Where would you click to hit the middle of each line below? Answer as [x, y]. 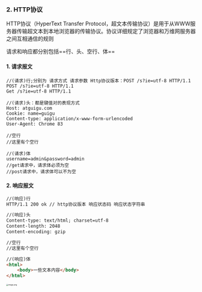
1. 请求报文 [20, 66]
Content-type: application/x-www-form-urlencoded [70, 118]
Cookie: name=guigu [31, 113]
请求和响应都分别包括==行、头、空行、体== [61, 52]
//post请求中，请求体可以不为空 [41, 172]
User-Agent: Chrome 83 [35, 124]
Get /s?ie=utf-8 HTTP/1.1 [38, 91]
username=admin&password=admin [45, 159]
